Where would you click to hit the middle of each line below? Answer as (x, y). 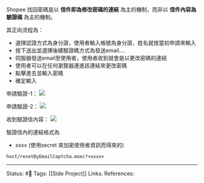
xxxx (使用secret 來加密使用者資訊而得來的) (70, 145)
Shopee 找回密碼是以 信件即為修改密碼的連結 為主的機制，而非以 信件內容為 (101, 9)
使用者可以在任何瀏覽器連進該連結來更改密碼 (71, 65)
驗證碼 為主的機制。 (31, 17)
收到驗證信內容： (28, 119)
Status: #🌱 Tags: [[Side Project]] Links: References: (70, 173)
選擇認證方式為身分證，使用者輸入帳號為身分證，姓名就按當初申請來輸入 (105, 43)
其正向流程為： (25, 30)
